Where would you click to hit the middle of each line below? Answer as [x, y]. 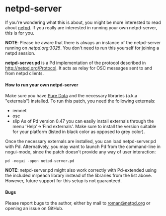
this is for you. [20, 33]
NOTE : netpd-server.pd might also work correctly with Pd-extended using [81, 170]
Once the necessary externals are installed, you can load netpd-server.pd [81, 142]
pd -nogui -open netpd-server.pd [40, 161]
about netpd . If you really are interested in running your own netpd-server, [81, 27]
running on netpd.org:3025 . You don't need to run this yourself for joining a [82, 48]
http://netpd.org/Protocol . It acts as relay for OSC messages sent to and [79, 68]
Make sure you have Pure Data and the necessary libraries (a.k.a [71, 96]
